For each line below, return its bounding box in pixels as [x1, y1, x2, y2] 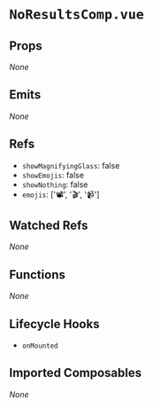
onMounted [21, 341, 59, 351]
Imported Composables [9, 365, 142, 380]
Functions [9, 267, 66, 282]
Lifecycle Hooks [9, 317, 100, 332]
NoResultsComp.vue [9, 6, 144, 23]
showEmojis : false [21, 169, 85, 180]
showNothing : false [21, 179, 88, 190]
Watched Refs [9, 218, 88, 233]
